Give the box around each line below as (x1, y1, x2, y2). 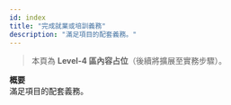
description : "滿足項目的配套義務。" (9, 30, 138, 39)
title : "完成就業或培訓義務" (9, 22, 106, 31)
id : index (9, 13, 47, 22)
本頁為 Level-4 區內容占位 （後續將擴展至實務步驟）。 (31, 56, 227, 66)
